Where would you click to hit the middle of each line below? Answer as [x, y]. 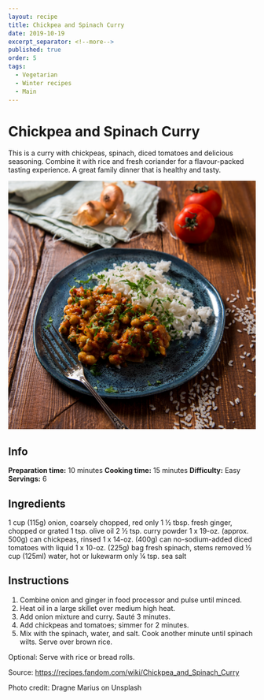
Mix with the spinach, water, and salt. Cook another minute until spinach [136, 633]
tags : [17, 67]
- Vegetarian [37, 75]
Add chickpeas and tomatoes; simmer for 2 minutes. [104, 625]
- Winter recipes [44, 83]
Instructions [38, 581]
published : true [35, 50]
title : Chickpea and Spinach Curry [66, 25]
